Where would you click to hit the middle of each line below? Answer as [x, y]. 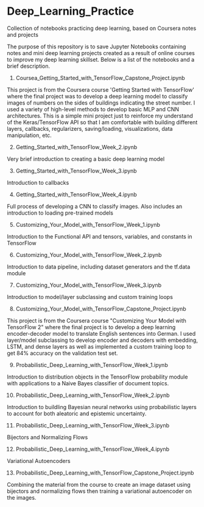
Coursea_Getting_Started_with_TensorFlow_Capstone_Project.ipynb [100, 78]
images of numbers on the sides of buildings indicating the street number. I [101, 103]
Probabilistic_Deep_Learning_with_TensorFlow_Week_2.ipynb [93, 395]
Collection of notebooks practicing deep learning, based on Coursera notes [102, 28]
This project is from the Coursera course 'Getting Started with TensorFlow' [100, 89]
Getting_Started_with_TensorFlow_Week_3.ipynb [76, 171]
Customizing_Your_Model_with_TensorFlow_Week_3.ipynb [89, 285]
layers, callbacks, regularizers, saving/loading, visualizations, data [90, 128]
